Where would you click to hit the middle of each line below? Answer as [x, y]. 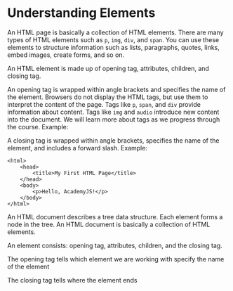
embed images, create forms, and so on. [66, 55]
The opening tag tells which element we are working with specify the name [116, 259]
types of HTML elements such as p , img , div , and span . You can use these [113, 39]
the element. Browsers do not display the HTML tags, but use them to [108, 97]
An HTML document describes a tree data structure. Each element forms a [115, 216]
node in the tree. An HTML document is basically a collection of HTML [109, 224]
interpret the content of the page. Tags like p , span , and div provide [104, 104]
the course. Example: [38, 127]
